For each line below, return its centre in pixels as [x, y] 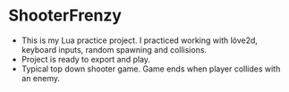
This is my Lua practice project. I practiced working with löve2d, [140, 40]
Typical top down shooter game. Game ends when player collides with [151, 69]
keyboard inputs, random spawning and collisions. [114, 49]
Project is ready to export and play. [86, 59]
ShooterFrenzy [65, 16]
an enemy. [40, 78]
